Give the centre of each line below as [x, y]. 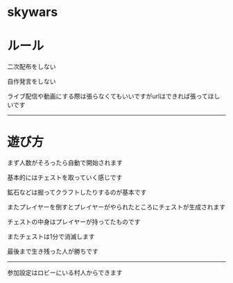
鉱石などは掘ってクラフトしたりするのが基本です [77, 193]
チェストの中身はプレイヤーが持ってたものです [74, 222]
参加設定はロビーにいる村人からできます [65, 273]
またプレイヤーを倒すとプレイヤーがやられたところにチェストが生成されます [116, 207]
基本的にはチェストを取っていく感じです [65, 177]
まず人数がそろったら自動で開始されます [65, 163]
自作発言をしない [32, 81]
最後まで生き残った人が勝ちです [53, 252]
